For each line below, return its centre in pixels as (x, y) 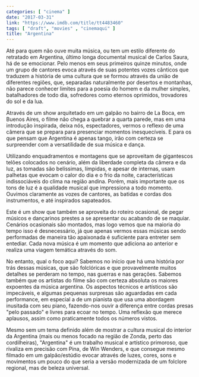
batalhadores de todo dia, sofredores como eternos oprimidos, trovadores (97, 95)
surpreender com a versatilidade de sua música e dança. (76, 145)
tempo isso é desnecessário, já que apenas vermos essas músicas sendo (96, 231)
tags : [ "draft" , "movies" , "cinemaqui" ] (61, 28)
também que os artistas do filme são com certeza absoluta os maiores (92, 281)
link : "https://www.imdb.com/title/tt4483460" (65, 23)
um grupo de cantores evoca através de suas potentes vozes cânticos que (97, 70)
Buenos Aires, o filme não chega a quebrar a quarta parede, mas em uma (96, 119)
